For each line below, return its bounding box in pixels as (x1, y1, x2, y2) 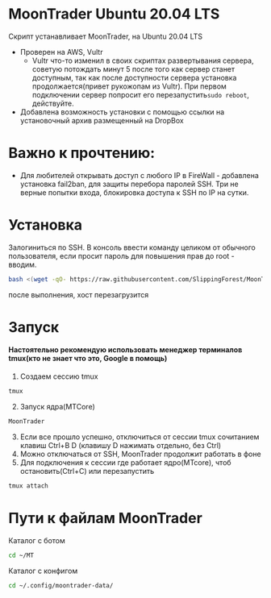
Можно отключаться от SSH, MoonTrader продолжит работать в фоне (19, 449, 261, 459)
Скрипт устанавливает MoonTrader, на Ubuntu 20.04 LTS (8, 31, 203, 41)
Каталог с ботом (8, 535, 66, 545)
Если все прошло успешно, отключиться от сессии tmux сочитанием (19, 432, 260, 442)
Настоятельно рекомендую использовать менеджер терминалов (8, 345, 243, 355)
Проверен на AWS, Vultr (19, 47, 103, 56)
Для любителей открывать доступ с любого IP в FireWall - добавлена (19, 170, 260, 180)
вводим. (8, 260, 37, 269)
